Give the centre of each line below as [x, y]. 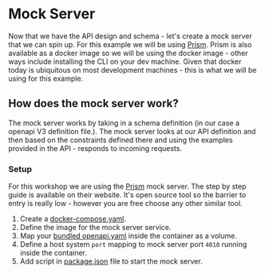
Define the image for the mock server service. [95, 228]
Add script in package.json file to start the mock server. [111, 261]
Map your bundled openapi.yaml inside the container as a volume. [128, 236]
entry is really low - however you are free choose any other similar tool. [125, 204]
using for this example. [46, 78]
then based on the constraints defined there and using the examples [121, 140]
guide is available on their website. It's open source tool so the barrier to [127, 195]
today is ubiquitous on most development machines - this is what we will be [132, 69]
